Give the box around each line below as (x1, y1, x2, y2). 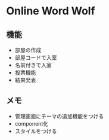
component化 (14, 120, 49, 127)
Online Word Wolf (6, 4, 95, 18)
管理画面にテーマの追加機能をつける (14, 112, 104, 120)
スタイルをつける (14, 127, 57, 135)
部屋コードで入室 (14, 54, 57, 61)
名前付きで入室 (14, 62, 52, 68)
